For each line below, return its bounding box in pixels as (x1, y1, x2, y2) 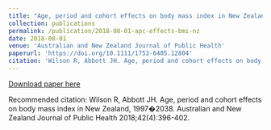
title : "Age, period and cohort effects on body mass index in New (8, 11, 240, 20)
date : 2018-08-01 (8, 34, 67, 43)
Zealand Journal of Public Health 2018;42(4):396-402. (8, 112, 190, 122)
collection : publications (8, 19, 95, 27)
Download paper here (8, 78, 81, 89)
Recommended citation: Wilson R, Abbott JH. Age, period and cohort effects (8, 94, 262, 104)
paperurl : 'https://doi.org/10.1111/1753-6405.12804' (8, 49, 194, 57)
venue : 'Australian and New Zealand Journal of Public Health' (8, 42, 226, 50)
